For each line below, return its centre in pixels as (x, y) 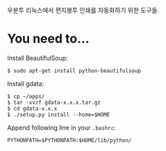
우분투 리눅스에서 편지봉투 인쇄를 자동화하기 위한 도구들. (83, 10)
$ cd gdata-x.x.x (32, 109)
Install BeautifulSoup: (38, 58)
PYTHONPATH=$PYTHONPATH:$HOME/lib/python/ (69, 140)
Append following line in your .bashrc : (61, 127)
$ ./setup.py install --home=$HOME (59, 114)
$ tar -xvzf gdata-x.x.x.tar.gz (54, 102)
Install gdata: (26, 84)
